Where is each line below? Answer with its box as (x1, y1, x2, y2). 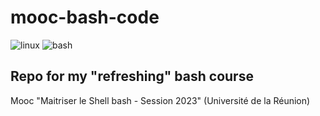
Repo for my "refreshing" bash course (10, 68, 254, 85)
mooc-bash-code (10, 6, 160, 29)
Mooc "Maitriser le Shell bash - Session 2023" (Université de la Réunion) (10, 94, 311, 106)
